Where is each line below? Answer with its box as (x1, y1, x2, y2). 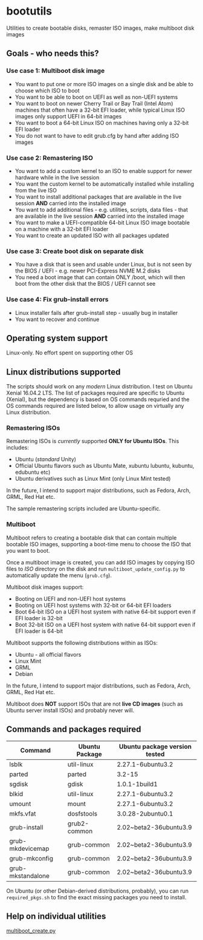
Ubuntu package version (118, 742, 192, 751)
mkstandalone (9, 871, 50, 880)
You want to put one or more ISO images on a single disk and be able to (14, 80, 193, 87)
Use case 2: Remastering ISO (6, 154, 94, 162)
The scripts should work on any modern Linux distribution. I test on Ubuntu (6, 383, 193, 390)
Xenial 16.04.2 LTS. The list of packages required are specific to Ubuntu (6, 390, 185, 397)
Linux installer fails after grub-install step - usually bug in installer (14, 309, 178, 316)
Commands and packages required (6, 724, 141, 735)
